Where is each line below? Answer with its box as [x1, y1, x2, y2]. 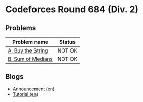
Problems [5, 24, 37, 32]
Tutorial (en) [12, 91, 39, 97]
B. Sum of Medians [8, 56, 53, 62]
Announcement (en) [12, 86, 55, 92]
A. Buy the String [8, 47, 48, 54]
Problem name [12, 39, 48, 45]
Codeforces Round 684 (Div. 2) [5, 4, 138, 15]
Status [59, 39, 76, 45]
